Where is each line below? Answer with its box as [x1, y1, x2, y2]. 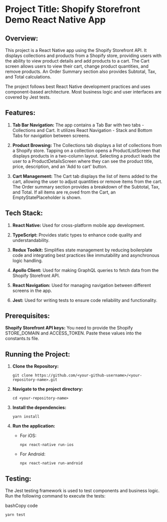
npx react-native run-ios [19, 442, 74, 447]
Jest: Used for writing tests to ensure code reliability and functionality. [12, 297, 158, 303]
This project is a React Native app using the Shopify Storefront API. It [5, 47, 147, 53]
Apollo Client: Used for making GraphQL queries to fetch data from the [12, 267, 159, 273]
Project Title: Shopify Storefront [5, 3, 141, 15]
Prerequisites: [5, 311, 50, 320]
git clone [12, 373, 33, 378]
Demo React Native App [5, 14, 106, 25]
